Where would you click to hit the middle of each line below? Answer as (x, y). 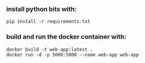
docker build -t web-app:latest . (50, 49)
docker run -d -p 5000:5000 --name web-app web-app (72, 55)
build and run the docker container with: (66, 37)
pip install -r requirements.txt (48, 22)
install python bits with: (42, 9)
